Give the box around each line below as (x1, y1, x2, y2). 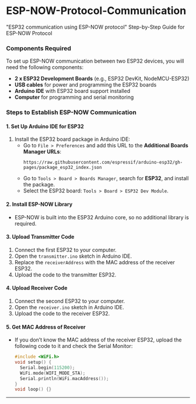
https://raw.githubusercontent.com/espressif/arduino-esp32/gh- (23, 160, 183, 165)
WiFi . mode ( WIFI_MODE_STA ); (20, 370, 86, 376)
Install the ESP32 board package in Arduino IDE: (14, 136, 130, 143)
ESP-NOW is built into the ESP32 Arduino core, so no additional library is (14, 213, 190, 220)
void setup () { (14, 360, 52, 365)
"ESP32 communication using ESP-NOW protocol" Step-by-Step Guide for (6, 23, 185, 30)
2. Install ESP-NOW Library (6, 201, 73, 208)
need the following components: (6, 64, 83, 71)
